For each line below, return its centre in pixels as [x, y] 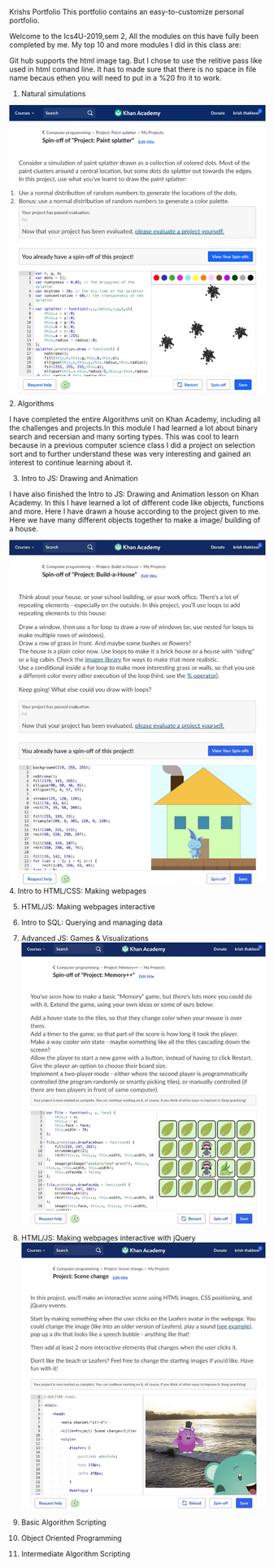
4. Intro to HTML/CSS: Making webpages [78, 891]
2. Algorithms [32, 403]
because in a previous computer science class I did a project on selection [132, 445]
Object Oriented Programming [72, 1538]
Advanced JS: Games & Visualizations [85, 938]
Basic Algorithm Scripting [63, 1522]
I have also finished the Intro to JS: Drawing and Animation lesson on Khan [134, 494]
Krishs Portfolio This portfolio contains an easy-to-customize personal [127, 12]
